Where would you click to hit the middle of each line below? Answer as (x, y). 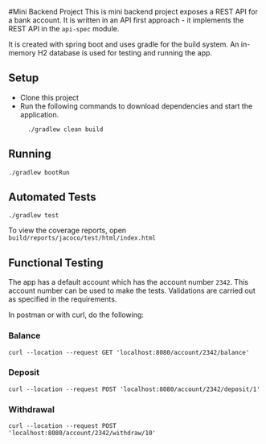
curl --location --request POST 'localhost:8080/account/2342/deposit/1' (135, 389)
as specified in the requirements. (63, 299)
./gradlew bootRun (39, 172)
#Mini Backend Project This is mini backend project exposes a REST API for (133, 12)
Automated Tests (52, 197)
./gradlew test (34, 216)
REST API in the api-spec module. (64, 29)
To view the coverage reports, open (68, 230)
